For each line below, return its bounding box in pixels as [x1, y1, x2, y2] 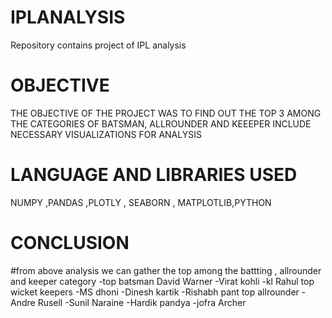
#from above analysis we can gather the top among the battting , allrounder [10, 264, 322, 276]
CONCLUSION [10, 232, 130, 254]
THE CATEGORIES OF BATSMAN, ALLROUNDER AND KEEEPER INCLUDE [10, 117, 312, 130]
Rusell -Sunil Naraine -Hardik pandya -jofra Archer [37, 296, 247, 308]
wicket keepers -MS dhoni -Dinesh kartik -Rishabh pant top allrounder [10, 286, 300, 298]
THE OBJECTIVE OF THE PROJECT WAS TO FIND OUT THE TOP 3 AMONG [10, 107, 322, 119]
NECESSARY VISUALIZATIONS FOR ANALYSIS [10, 128, 202, 140]
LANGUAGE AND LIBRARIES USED [10, 164, 298, 186]
